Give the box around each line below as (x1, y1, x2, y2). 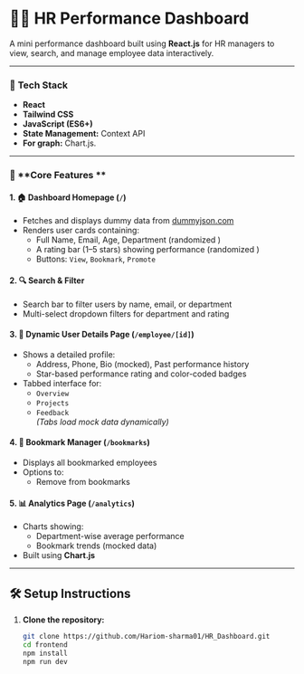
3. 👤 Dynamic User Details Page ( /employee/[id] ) (9, 329, 195, 340)
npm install (22, 649, 68, 658)
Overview (35, 389, 70, 398)
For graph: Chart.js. (22, 138, 97, 148)
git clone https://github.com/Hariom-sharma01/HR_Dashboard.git (22, 631, 271, 641)
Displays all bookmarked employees (22, 457, 157, 468)
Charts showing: (22, 521, 84, 532)
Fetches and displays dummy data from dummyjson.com (22, 215, 234, 226)
